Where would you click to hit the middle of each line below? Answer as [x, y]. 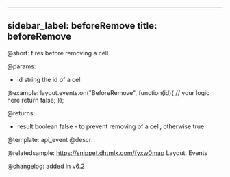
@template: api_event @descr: [50, 139]
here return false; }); [36, 100]
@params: [22, 66]
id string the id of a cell [49, 79]
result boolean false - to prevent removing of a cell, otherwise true [111, 126]
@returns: [21, 113]
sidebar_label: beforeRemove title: [82, 26]
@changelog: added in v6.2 [46, 166]
